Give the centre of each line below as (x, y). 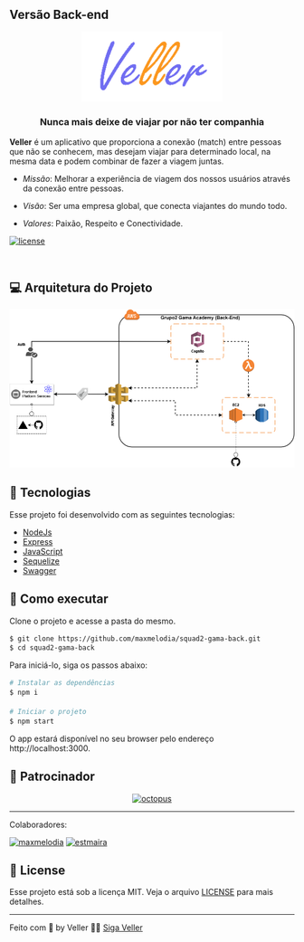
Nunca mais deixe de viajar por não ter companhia (152, 122)
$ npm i (24, 693)
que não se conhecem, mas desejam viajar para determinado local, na (140, 151)
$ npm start (32, 721)
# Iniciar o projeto (48, 711)
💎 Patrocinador (52, 777)
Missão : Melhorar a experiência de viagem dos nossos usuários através (157, 178)
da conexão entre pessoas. (73, 188)
